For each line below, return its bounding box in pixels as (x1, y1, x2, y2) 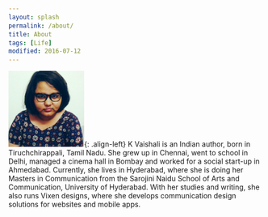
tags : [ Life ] (8, 39, 52, 47)
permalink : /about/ (8, 21, 74, 30)
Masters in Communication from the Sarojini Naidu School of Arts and (8, 174, 240, 184)
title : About (8, 30, 52, 38)
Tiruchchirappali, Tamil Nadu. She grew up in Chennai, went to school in (8, 148, 249, 158)
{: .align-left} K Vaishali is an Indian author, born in (84, 139, 251, 149)
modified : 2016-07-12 (8, 47, 82, 56)
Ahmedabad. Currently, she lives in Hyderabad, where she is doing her (8, 165, 244, 175)
